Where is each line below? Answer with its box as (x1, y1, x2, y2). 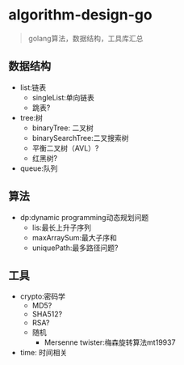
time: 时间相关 (19, 348, 68, 358)
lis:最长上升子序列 (31, 223, 91, 232)
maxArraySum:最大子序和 (31, 232, 117, 242)
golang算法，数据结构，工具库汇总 (27, 33, 144, 43)
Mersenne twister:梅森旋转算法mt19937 (44, 337, 176, 347)
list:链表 (19, 83, 47, 92)
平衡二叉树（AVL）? (31, 143, 99, 153)
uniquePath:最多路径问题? (31, 243, 119, 253)
